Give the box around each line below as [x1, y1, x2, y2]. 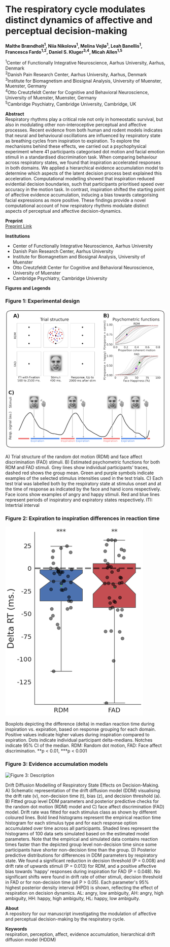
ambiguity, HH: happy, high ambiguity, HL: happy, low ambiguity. [5, 895, 141, 901]
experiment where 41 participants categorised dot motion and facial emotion [5, 148, 165, 154]
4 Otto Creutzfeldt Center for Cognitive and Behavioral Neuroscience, [5, 88, 149, 95]
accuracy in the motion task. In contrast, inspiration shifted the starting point [5, 186, 165, 192]
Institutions [5, 233, 30, 239]
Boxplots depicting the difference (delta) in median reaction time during [5, 721, 155, 727]
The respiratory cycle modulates [5, 4, 146, 15]
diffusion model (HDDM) [5, 936, 56, 942]
